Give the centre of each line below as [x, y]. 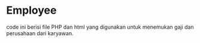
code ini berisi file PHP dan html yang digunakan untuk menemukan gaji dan [100, 27]
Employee [31, 10]
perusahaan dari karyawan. [40, 33]
